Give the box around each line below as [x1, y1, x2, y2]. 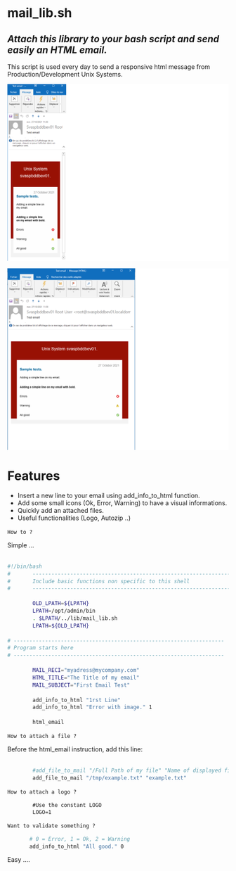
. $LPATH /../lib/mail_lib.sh [32, 614, 118, 622]
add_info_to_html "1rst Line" [32, 697, 121, 704]
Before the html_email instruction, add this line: [7, 745, 143, 754]
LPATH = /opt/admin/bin [32, 607, 96, 615]
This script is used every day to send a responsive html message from [7, 63, 211, 71]
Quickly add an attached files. [17, 506, 104, 514]
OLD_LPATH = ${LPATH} [32, 600, 90, 607]
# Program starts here [7, 644, 74, 651]
